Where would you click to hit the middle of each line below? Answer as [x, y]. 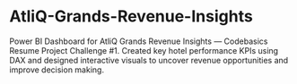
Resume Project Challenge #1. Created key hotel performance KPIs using [144, 50]
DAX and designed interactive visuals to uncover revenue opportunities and [149, 60]
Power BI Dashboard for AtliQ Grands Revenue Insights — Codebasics [139, 41]
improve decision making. [57, 70]
